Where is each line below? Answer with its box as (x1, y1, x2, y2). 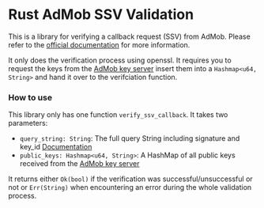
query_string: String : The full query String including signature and (19, 134, 240, 143)
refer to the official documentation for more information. (8, 40, 190, 49)
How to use (8, 92, 53, 103)
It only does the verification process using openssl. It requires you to (8, 55, 232, 65)
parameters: (8, 119, 48, 128)
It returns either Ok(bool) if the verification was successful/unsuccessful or (8, 174, 253, 183)
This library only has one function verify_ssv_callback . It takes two (8, 110, 228, 119)
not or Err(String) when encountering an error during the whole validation (8, 183, 252, 192)
